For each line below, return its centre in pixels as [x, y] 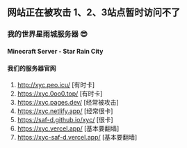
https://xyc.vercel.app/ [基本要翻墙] [68, 128]
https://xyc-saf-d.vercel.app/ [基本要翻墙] [77, 138]
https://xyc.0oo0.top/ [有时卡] [60, 94]
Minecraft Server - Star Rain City [55, 51]
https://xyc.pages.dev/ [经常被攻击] [68, 103]
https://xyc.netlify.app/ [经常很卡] [65, 111]
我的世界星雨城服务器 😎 [48, 34]
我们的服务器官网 [32, 68]
